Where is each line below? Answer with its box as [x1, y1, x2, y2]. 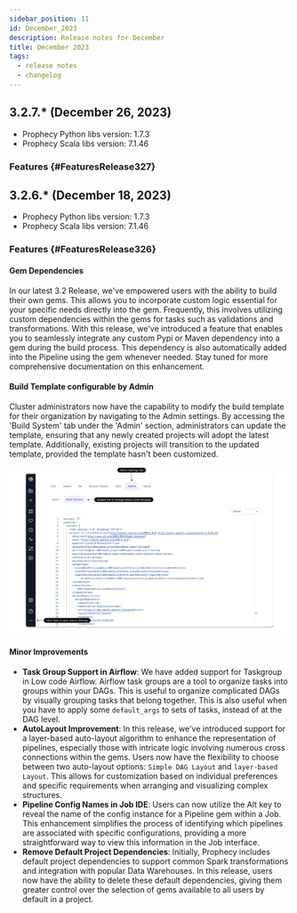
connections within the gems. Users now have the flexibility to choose [21, 752, 279, 762]
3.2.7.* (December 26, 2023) [9, 105, 172, 120]
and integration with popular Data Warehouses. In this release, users [21, 865, 273, 876]
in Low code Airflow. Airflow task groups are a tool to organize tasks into [21, 676, 288, 687]
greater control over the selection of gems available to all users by [21, 884, 265, 895]
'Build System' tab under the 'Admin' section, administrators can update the [9, 420, 286, 431]
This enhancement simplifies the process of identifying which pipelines [21, 818, 284, 828]
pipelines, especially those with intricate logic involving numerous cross [21, 742, 286, 753]
